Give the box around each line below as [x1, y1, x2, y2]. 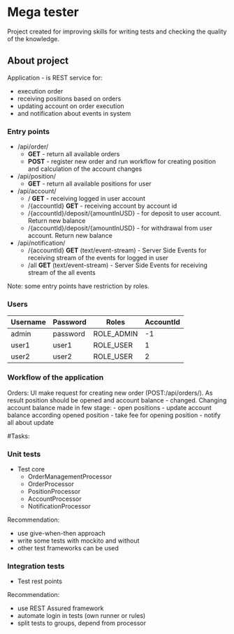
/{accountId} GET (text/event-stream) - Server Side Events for [27, 246, 207, 255]
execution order [17, 86, 64, 95]
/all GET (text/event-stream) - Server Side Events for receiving [27, 261, 208, 269]
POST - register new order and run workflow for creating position [27, 158, 217, 166]
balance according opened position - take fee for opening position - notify [7, 411, 221, 419]
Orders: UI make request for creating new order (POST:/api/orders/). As [7, 388, 213, 397]
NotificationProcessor [27, 501, 91, 510]
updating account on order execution [17, 102, 124, 110]
